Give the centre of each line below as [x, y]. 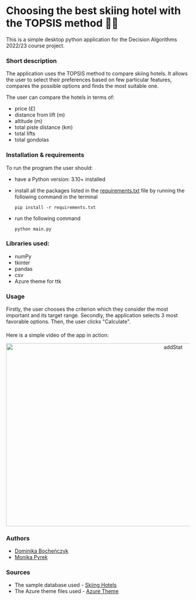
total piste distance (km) [43, 128]
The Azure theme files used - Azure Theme [66, 591]
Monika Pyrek [31, 557]
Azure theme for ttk [38, 281]
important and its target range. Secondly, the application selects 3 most [92, 316]
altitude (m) [28, 121]
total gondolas [32, 140]
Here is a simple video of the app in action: [57, 335]
